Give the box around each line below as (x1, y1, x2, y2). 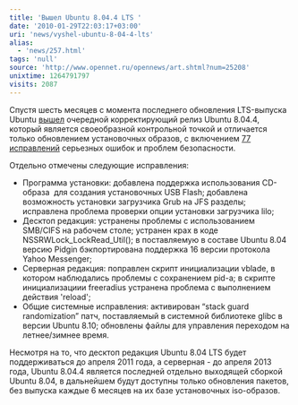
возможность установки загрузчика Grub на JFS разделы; (21, 196, 246, 207)
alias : (9, 38, 34, 47)
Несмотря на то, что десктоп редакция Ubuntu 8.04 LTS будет (9, 347, 247, 358)
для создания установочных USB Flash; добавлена (53, 186, 249, 197)
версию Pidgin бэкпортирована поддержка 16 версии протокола (21, 244, 271, 254)
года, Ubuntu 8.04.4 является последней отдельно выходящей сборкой (9, 366, 284, 376)
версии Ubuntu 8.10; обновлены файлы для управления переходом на (21, 320, 290, 331)
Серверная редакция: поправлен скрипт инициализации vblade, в (21, 263, 276, 273)
